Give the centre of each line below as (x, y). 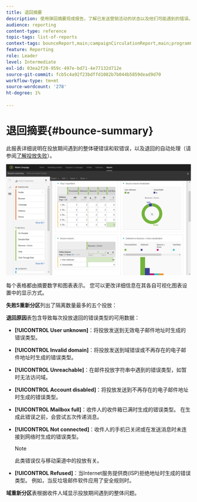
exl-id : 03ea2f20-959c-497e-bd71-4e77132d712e (64, 68)
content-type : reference (36, 31)
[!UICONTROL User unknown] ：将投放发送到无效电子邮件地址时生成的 (100, 330)
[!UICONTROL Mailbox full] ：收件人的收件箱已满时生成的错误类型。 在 (100, 410)
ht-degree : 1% (23, 93)
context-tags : (23, 43)
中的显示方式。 (29, 293)
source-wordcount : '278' (36, 87)
